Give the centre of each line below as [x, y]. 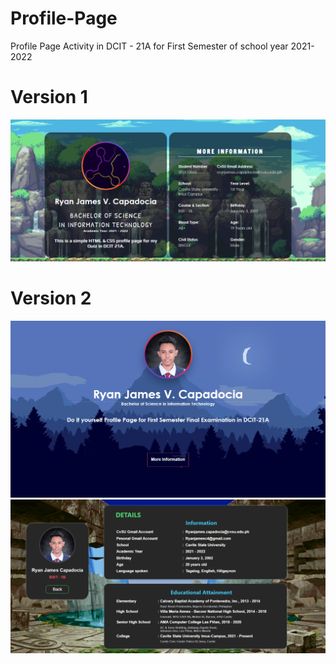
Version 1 [49, 97]
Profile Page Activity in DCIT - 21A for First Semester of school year [149, 46]
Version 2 [51, 298]
